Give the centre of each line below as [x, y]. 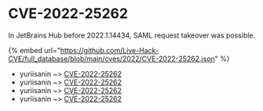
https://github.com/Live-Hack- [110, 50]
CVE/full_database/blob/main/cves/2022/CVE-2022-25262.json [112, 59]
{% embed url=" [35, 50]
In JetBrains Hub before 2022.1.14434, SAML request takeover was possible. [132, 35]
